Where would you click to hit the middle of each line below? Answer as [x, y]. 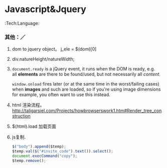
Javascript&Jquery [45, 9]
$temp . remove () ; [29, 160]
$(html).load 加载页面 [34, 126]
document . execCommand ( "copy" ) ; [45, 156]
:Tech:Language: [22, 23]
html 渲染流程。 [28, 105]
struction [21, 116]
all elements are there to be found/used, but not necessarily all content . [86, 74]
